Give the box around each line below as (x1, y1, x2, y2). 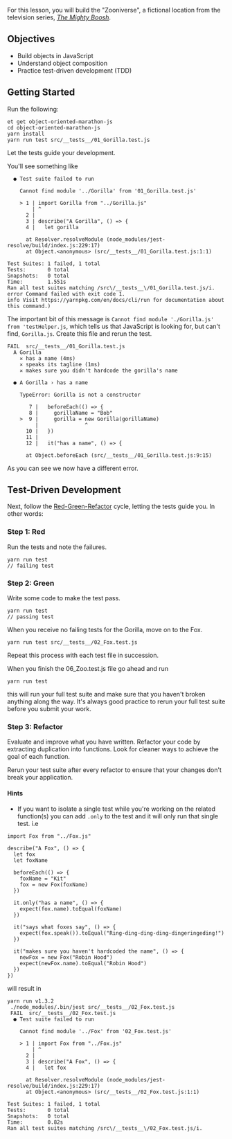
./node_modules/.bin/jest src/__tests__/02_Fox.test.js (10, 1003, 175, 1010)
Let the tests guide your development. (7, 148, 116, 156)
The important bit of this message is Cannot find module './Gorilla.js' (7, 314, 215, 323)
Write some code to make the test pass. (7, 594, 121, 602)
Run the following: (7, 105, 59, 113)
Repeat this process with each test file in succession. (7, 651, 159, 660)
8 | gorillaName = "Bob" (28, 409, 113, 416)
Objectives (7, 33, 55, 45)
